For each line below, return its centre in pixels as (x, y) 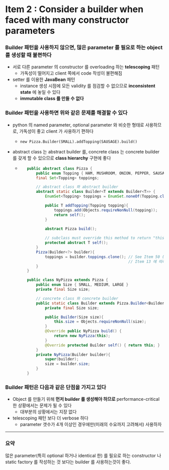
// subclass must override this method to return (98, 238)
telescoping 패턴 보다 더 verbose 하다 (51, 418)
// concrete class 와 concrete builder (77, 298)
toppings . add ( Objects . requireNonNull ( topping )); (106, 210)
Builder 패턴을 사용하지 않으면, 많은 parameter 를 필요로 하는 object (84, 47)
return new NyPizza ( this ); (82, 336)
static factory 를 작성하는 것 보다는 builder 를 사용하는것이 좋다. (68, 462)
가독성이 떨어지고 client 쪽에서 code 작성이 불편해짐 (71, 73)
